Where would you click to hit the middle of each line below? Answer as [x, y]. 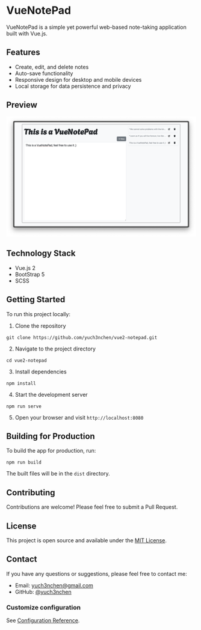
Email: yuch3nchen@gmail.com [54, 585]
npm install [21, 383]
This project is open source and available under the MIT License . [87, 540]
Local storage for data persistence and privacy [73, 86]
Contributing [31, 493]
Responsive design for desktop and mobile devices [78, 79]
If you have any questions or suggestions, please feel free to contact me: [97, 573]
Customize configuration [44, 607]
